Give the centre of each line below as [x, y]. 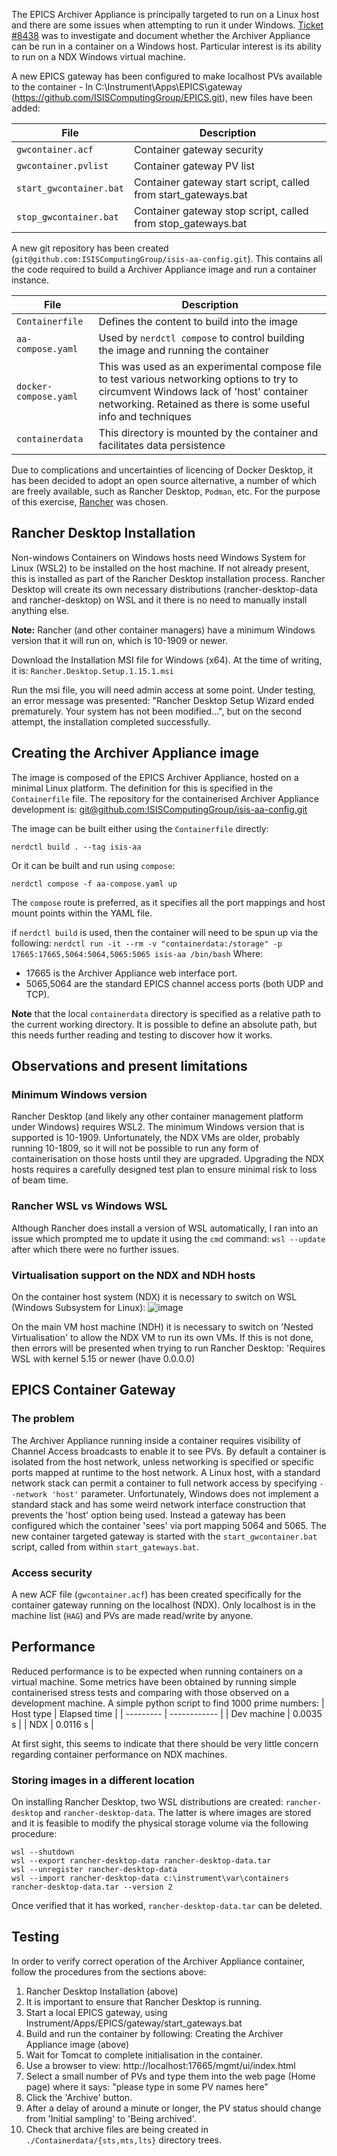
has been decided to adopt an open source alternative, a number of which [164, 480]
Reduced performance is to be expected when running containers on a [157, 1671]
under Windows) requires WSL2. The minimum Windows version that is [158, 1127]
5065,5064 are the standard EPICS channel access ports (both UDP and [174, 983]
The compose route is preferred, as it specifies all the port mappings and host [168, 902]
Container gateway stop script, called [221, 211]
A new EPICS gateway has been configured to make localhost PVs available [167, 76]
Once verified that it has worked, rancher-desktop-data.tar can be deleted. [167, 1905]
